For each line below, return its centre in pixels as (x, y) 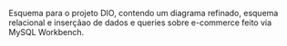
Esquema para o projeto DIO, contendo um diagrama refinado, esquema (143, 13)
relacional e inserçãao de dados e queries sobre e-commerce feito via (140, 23)
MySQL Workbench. (46, 32)
